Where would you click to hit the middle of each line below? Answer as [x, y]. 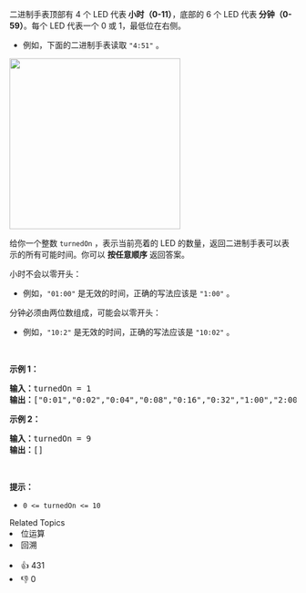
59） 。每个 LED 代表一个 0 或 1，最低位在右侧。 [98, 26]
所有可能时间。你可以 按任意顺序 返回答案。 [107, 255]
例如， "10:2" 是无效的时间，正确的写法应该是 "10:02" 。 [128, 332]
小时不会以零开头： [46, 274]
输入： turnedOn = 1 [51, 389]
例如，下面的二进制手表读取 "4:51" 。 [93, 45]
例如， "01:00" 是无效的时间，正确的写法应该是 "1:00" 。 [128, 293]
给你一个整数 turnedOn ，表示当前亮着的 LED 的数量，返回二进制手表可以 [146, 243]
